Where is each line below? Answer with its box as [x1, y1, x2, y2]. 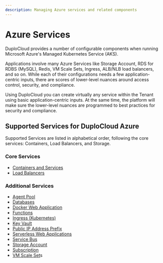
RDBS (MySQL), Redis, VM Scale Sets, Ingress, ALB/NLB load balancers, [5, 66, 154, 72]
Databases [12, 199, 35, 205]
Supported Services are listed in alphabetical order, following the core [5, 135, 149, 141]
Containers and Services [12, 164, 63, 170]
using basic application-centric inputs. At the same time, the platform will [5, 97, 156, 103]
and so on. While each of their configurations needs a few [5, 71, 125, 77]
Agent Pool [12, 193, 36, 199]
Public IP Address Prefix [12, 225, 62, 231]
